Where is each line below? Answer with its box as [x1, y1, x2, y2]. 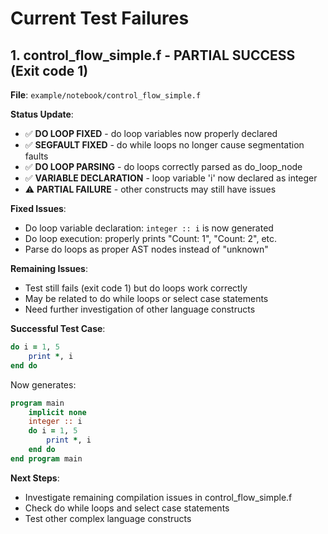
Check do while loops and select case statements [24, 502, 230, 514]
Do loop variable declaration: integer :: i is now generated [24, 222, 274, 234]
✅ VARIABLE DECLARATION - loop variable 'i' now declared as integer [24, 172, 318, 184]
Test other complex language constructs [24, 512, 192, 524]
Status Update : [10, 108, 74, 120]
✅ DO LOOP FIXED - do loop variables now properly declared [24, 128, 278, 139]
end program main [10, 453, 83, 464]
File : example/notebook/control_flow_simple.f [10, 89, 202, 101]
